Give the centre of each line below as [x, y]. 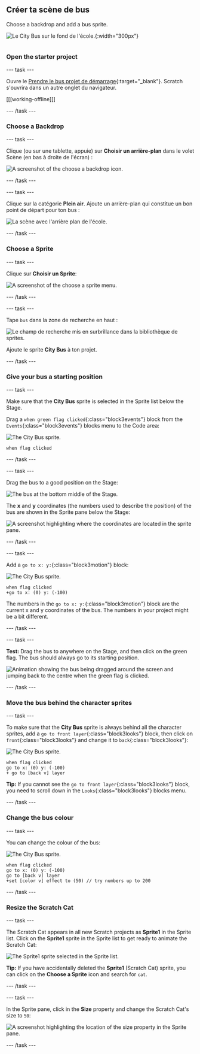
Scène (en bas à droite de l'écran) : [50, 158]
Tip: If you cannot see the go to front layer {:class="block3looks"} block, [98, 785]
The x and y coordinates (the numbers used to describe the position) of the [99, 506]
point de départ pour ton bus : [43, 210]
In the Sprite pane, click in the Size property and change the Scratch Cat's [98, 1009]
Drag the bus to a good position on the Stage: [62, 482]
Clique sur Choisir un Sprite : [41, 273]
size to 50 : [19, 1015]
